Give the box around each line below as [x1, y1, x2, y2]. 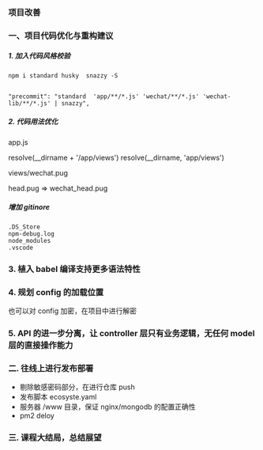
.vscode [8, 244, 34, 251]
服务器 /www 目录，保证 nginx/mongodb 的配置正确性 [19, 402, 196, 412]
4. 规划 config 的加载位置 [8, 286, 104, 297]
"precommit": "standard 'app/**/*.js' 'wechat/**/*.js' [8, 93, 200, 100]
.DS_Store [8, 223, 41, 231]
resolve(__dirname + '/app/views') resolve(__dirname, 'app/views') [8, 153, 225, 162]
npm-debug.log [8, 229, 55, 238]
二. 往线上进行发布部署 [8, 362, 94, 373]
